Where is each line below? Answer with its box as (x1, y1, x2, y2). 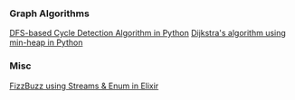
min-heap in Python (9, 37, 83, 48)
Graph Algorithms (9, 7, 90, 20)
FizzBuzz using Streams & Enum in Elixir (9, 80, 159, 91)
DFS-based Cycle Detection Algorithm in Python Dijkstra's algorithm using (9, 28, 287, 39)
